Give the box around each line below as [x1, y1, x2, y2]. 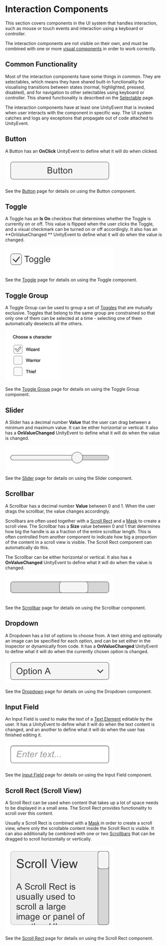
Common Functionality [5, 60, 78, 68]
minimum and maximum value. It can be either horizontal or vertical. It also [5, 425, 159, 430]
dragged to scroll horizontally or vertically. [5, 836, 92, 842]
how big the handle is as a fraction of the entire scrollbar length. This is [5, 528, 151, 534]
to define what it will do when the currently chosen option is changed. [5, 648, 149, 654]
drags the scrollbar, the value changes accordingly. [5, 508, 111, 514]
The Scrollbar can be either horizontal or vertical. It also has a [5, 554, 132, 560]
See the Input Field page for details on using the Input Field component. [5, 772, 153, 778]
